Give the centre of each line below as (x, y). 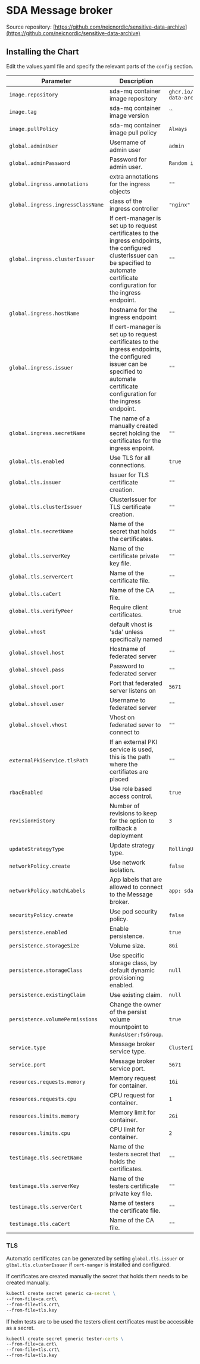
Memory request (133, 1078)
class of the (126, 201)
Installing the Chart (43, 52)
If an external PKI (133, 742)
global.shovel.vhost (38, 725)
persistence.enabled (38, 932)
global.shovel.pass (37, 670)
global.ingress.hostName (44, 313)
